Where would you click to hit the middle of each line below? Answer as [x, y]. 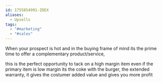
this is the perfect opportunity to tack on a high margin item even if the [79, 64]
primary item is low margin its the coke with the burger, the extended [77, 69]
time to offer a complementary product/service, [55, 54]
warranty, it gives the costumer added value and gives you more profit [79, 75]
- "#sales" [21, 34]
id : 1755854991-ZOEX [27, 10]
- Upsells [20, 19]
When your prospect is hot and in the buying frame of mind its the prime [81, 48]
